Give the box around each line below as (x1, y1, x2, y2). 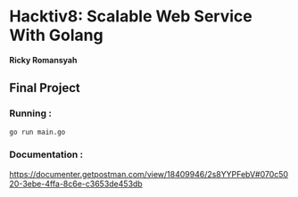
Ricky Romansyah (9, 54, 78, 65)
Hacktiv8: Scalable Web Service (9, 6, 252, 27)
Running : (9, 107, 52, 119)
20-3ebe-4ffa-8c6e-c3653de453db (9, 178, 143, 189)
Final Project (9, 80, 80, 95)
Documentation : (9, 149, 84, 161)
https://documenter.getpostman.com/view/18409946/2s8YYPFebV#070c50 (9, 168, 288, 179)
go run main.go (9, 127, 66, 136)
